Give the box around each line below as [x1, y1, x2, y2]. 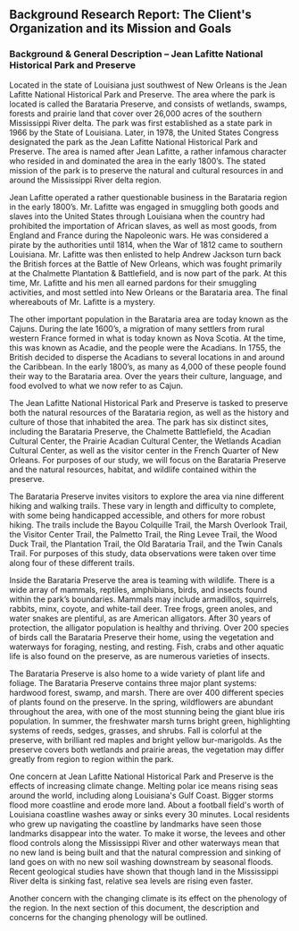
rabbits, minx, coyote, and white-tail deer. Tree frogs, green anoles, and [9, 603, 273, 614]
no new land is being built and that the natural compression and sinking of [9, 847, 281, 858]
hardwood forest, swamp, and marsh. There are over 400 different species [9, 687, 284, 698]
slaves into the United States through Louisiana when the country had [9, 210, 266, 222]
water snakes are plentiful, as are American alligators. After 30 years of [9, 613, 271, 623]
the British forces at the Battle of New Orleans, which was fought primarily [9, 258, 283, 269]
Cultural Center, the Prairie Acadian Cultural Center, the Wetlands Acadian [9, 436, 282, 446]
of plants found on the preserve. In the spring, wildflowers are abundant [9, 697, 274, 707]
